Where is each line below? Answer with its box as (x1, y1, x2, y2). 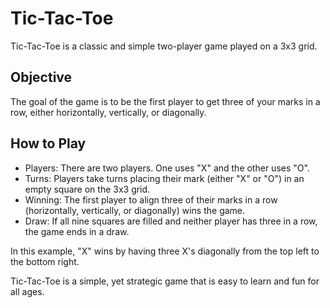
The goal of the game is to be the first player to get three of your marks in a (10, 95, 321, 107)
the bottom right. (10, 255, 80, 267)
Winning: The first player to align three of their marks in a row (24, 193, 278, 206)
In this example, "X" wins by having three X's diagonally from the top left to (10, 245, 320, 257)
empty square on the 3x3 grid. (24, 183, 151, 195)
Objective (10, 69, 73, 86)
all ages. (10, 285, 45, 297)
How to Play (10, 135, 87, 152)
